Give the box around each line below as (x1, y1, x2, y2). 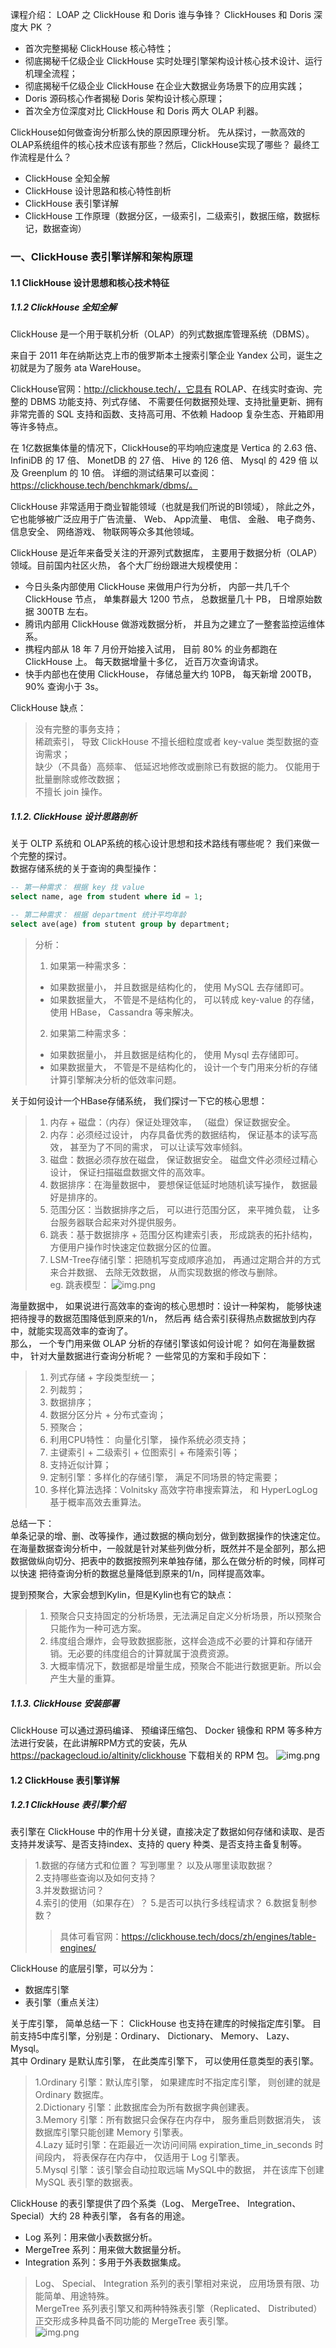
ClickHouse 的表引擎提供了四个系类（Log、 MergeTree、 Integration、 (10, 2198, 302, 2210)
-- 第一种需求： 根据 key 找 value (10, 883, 145, 893)
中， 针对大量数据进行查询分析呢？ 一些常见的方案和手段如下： (10, 1349, 270, 1362)
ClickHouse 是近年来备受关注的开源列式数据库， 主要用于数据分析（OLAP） (10, 547, 323, 559)
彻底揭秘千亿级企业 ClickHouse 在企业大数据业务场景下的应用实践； (24, 80, 305, 92)
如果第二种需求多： (49, 1027, 130, 1039)
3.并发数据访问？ (34, 1884, 105, 1897)
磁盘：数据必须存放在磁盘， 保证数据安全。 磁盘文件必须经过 (49, 1153, 301, 1165)
